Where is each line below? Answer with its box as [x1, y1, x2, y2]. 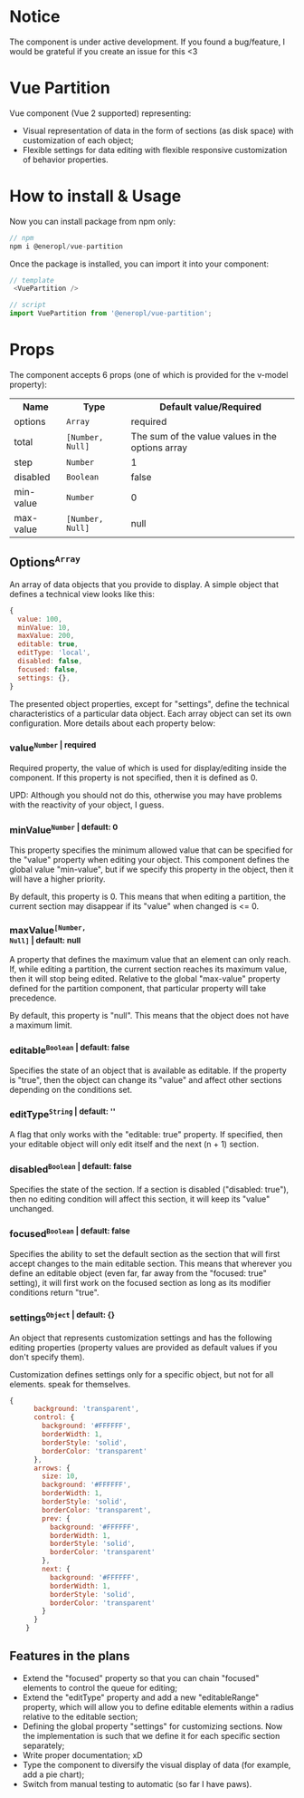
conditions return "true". [9, 1287, 100, 1298]
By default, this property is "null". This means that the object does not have [9, 1010, 290, 1020]
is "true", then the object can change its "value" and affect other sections [9, 1074, 282, 1085]
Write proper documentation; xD [22, 1749, 143, 1760]
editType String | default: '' [9, 1107, 116, 1121]
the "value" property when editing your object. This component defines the [9, 855, 290, 865]
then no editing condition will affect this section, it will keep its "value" [9, 1194, 271, 1204]
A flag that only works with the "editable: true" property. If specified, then [9, 1129, 283, 1140]
